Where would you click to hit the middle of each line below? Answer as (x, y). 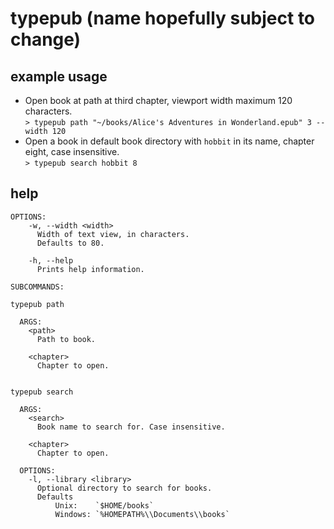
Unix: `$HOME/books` (104, 505)
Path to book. (66, 339)
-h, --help (51, 260)
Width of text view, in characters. (113, 234)
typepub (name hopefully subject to (163, 18)
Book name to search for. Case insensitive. (131, 427)
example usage (59, 76)
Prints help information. (90, 269)
